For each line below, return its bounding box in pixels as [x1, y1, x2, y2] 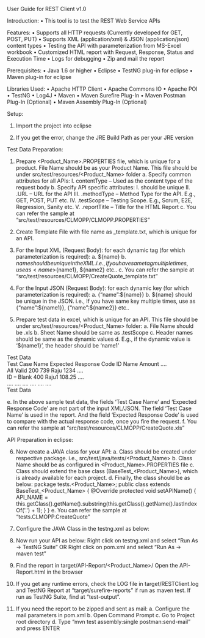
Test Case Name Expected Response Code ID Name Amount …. [7, 360, 167, 367]
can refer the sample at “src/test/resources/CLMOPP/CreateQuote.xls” [7, 424, 185, 431]
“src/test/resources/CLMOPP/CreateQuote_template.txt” [15, 273, 158, 279]
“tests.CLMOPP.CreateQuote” [15, 513, 90, 520]
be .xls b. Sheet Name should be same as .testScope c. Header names [15, 329, 193, 336]
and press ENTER [15, 625, 60, 632]
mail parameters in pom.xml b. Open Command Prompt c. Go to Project [15, 612, 195, 618]
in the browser [46, 568, 83, 575]
